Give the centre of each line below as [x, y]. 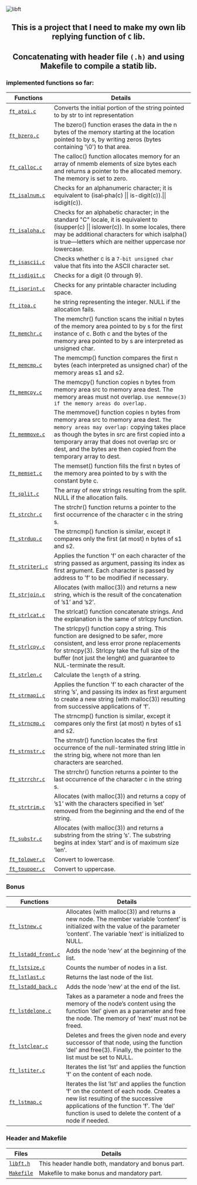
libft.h [20, 1163]
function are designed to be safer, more [108, 636]
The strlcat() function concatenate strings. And [118, 612]
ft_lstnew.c [26, 926]
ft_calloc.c [26, 167]
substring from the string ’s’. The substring [112, 836]
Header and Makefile [36, 1139]
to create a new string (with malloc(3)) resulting [120, 699]
